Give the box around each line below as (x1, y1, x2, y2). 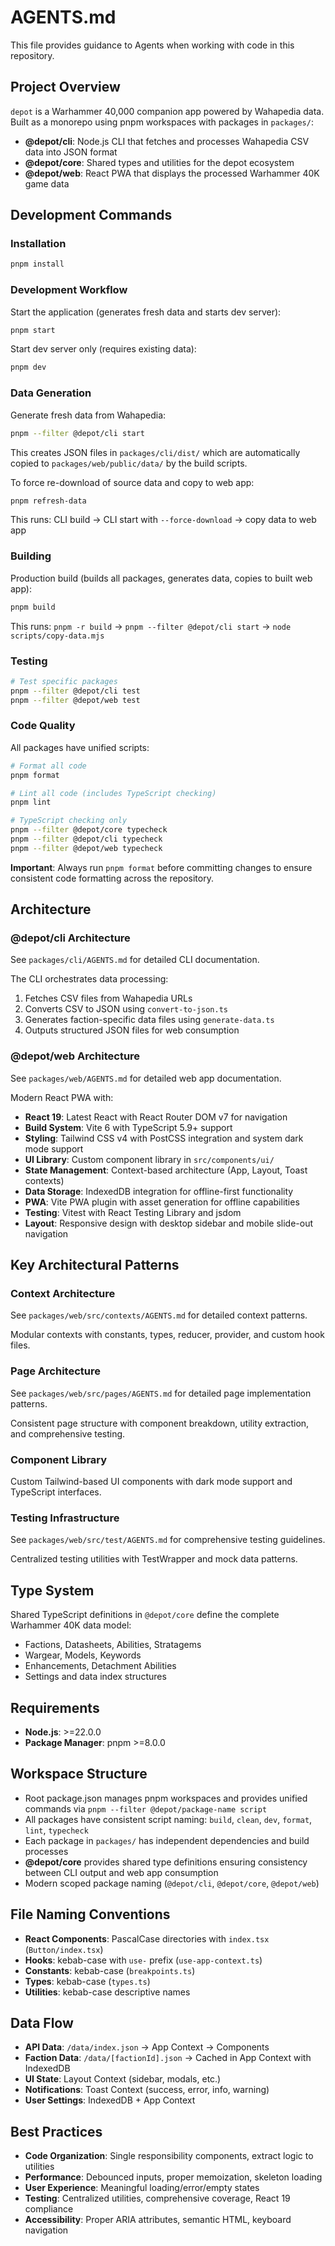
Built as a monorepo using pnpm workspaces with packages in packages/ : (10, 116, 314, 128)
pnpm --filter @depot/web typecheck (10, 843, 163, 853)
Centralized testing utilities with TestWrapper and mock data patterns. (10, 1553, 298, 1565)
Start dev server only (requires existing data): (10, 343, 197, 355)
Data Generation (10, 386, 92, 400)
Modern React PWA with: (10, 1091, 114, 1103)
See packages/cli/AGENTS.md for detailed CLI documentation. (10, 954, 260, 966)
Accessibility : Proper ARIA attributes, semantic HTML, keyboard (24, 2214, 292, 2226)
